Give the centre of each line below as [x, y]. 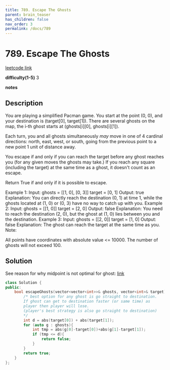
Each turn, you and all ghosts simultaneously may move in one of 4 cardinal [84, 136]
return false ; [56, 339]
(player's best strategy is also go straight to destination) [90, 311]
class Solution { [24, 282]
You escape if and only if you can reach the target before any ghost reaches [85, 156]
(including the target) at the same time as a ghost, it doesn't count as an [80, 167]
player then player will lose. [56, 306]
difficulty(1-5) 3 [22, 78]
